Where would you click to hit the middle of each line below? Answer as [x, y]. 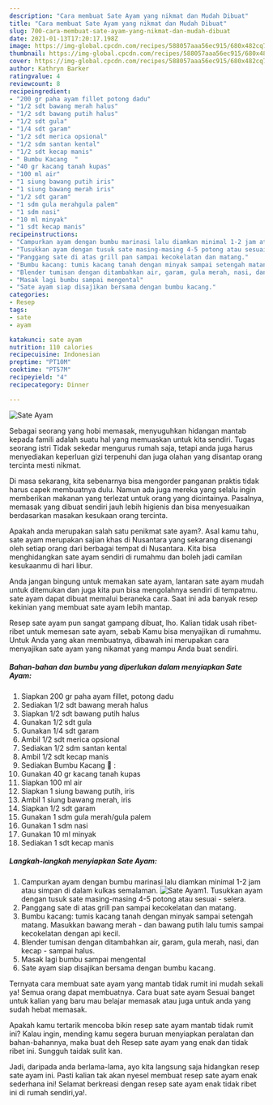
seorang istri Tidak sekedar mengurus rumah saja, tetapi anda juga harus [131, 448]
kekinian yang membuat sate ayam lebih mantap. [91, 607]
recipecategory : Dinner [49, 385]
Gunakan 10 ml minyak [58, 834]
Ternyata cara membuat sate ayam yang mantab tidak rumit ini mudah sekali [136, 983]
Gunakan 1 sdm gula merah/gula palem [86, 816]
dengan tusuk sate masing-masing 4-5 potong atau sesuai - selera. [133, 899]
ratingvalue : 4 [35, 76]
